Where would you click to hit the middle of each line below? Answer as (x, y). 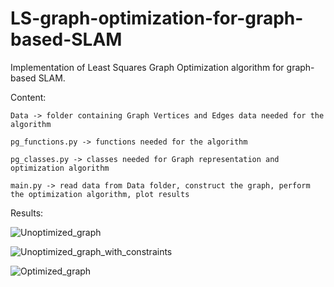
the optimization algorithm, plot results (100, 194)
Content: (28, 97)
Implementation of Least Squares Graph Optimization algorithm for (147, 67)
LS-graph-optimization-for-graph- (157, 18)
